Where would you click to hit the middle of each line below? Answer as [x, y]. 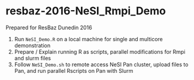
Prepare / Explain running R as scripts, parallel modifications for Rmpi [100, 51]
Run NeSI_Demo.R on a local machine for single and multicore [88, 39]
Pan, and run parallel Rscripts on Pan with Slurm [74, 70]
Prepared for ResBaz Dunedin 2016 [49, 27]
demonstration [32, 45]
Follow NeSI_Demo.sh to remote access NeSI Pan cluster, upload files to [101, 64]
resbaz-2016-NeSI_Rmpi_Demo [86, 11]
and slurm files [33, 58]
